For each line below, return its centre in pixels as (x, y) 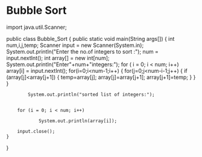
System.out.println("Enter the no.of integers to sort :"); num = (82, 51)
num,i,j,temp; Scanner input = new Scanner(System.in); (75, 45)
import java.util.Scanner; (37, 27)
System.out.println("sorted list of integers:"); (91, 94)
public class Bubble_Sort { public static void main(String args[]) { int (90, 38)
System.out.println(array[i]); (78, 121)
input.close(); (36, 131)
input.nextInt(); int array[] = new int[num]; (58, 58)
